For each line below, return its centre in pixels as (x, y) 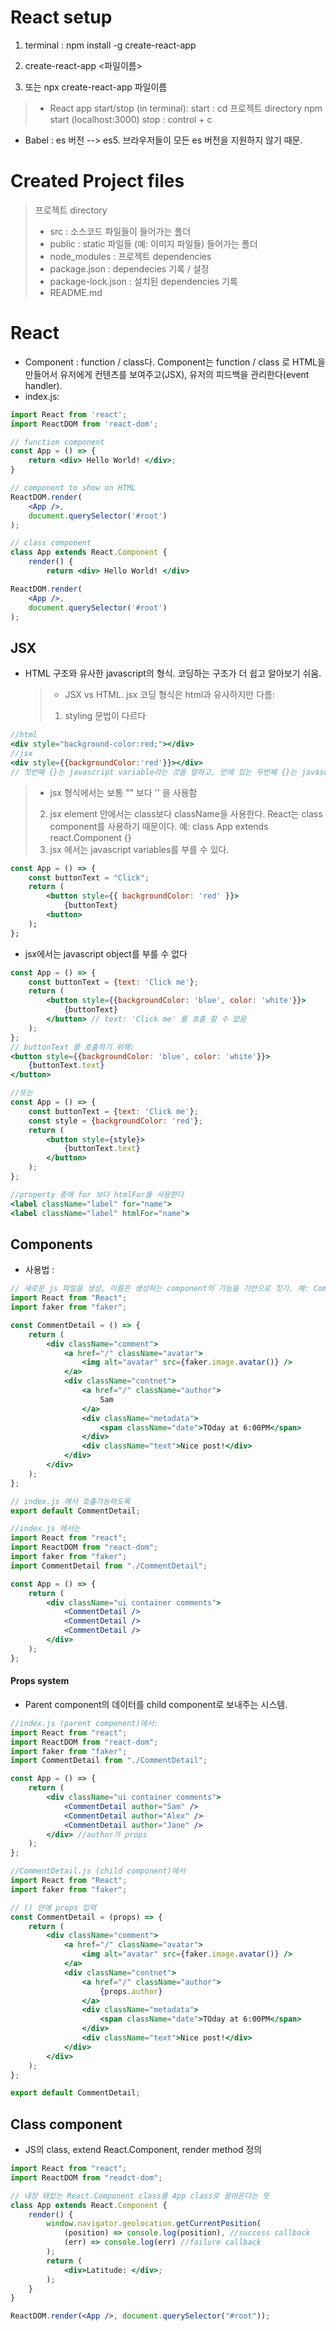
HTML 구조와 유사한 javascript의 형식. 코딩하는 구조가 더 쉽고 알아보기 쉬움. (173, 673)
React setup (61, 17)
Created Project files (97, 181)
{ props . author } (131, 1991)
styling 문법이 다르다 (105, 716)
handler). (43, 385)
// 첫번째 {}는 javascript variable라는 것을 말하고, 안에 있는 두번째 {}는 (154, 772)
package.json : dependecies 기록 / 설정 (129, 268)
